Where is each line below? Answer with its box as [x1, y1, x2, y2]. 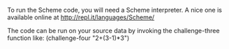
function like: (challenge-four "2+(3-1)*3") [7, 34, 130, 42]
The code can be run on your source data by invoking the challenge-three [7, 27, 220, 35]
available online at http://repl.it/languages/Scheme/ [7, 13, 155, 21]
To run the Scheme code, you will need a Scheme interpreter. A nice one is [7, 6, 222, 14]
